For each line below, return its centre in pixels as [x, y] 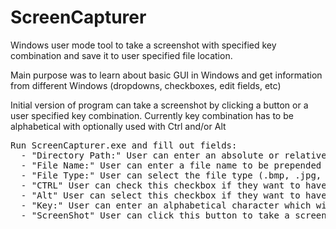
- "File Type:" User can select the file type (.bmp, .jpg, [171, 175]
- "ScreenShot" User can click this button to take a [155, 215]
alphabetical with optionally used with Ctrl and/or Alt [118, 126]
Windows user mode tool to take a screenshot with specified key [143, 45]
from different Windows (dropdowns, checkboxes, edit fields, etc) [146, 85]
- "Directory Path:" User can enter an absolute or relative [173, 155]
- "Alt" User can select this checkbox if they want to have [173, 195]
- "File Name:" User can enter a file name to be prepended [171, 165]
